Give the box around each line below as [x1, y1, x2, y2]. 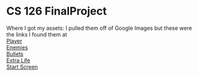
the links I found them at [6, 30, 67, 38]
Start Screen [6, 63, 38, 71]
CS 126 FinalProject [6, 4, 107, 18]
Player [6, 37, 23, 44]
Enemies [6, 44, 29, 51]
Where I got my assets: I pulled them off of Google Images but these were [6, 24, 193, 32]
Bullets [6, 50, 24, 57]
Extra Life [6, 57, 31, 64]
